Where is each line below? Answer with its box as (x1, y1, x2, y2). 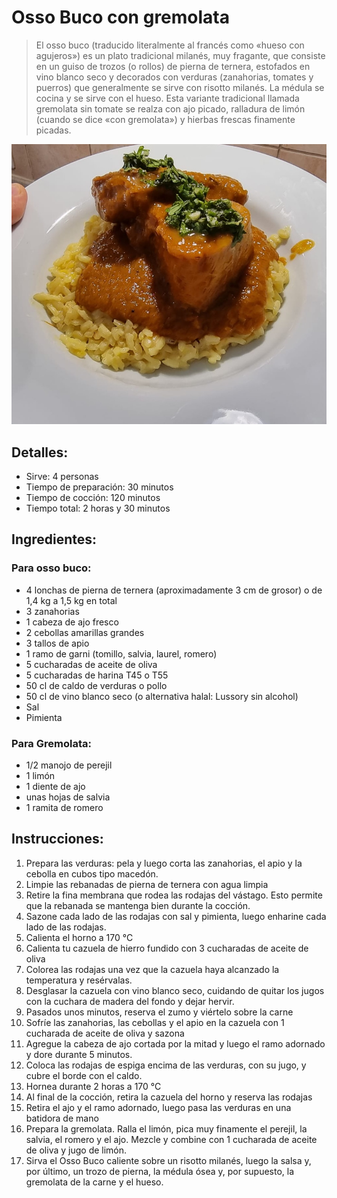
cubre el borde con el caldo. (25, 1069, 143, 1081)
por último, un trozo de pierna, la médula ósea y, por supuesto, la (25, 1165, 295, 1177)
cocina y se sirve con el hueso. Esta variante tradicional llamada (35, 92, 300, 104)
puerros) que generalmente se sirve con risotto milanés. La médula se (35, 81, 325, 93)
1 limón (25, 770, 56, 782)
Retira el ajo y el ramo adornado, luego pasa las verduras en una (25, 1101, 292, 1113)
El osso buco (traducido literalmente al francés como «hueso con (35, 39, 305, 51)
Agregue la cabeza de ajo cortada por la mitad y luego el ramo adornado (25, 1037, 326, 1050)
